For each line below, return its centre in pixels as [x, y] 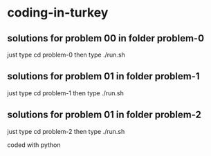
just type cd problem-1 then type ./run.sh [66, 93]
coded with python [34, 145]
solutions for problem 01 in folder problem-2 [104, 115]
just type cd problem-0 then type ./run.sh [66, 55]
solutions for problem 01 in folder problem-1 [103, 76]
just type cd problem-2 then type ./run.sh [66, 131]
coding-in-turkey [58, 13]
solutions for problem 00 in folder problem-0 [106, 38]
